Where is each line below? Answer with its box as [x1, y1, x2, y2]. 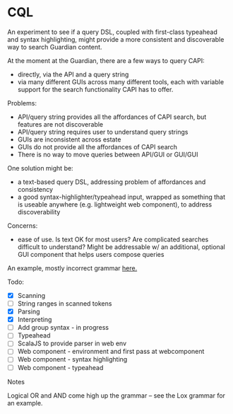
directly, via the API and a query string [17, 70, 129, 79]
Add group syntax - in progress [17, 323, 109, 332]
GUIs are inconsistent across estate [17, 135, 121, 144]
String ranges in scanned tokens [17, 299, 112, 308]
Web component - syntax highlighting [17, 355, 128, 364]
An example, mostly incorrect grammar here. [7, 263, 138, 272]
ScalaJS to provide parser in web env [17, 339, 127, 347]
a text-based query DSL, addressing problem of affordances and [17, 178, 206, 186]
